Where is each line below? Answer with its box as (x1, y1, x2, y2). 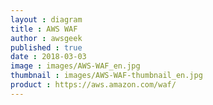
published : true (10, 42, 83, 53)
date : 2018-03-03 (10, 52, 87, 62)
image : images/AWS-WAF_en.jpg (10, 61, 141, 71)
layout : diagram (10, 14, 83, 25)
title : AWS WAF (10, 24, 78, 34)
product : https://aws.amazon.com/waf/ (10, 80, 177, 90)
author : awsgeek (10, 33, 83, 43)
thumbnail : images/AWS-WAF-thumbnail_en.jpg (10, 71, 203, 81)
